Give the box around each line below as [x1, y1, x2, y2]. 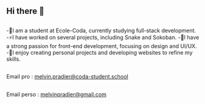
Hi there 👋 [6, 6, 45, 16]
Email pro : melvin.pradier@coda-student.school [6, 73, 129, 80]
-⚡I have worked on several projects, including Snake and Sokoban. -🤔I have [6, 33, 199, 41]
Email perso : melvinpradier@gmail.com [6, 91, 107, 98]
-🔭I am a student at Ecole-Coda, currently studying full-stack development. [6, 27, 196, 34]
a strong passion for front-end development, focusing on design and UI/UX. [6, 42, 197, 49]
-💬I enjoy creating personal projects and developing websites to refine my [6, 49, 193, 56]
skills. [6, 55, 21, 63]
